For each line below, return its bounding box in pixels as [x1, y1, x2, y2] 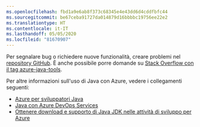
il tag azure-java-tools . [6, 66, 62, 72]
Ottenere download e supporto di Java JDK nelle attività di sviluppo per [14, 108, 192, 115]
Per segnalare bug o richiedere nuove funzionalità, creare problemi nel [6, 53, 181, 60]
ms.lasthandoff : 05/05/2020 [6, 31, 77, 37]
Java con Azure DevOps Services [14, 102, 98, 108]
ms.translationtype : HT [6, 20, 66, 26]
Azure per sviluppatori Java [14, 95, 83, 102]
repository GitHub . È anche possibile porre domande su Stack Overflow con [6, 59, 194, 66]
